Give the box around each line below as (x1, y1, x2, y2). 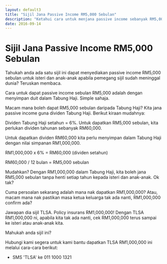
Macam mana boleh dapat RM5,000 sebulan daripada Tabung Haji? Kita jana (5, 105, 162, 111)
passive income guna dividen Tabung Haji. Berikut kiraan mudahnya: (5, 110, 146, 116)
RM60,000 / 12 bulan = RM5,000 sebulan (5, 159, 89, 165)
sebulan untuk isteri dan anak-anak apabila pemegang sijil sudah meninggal (5, 75, 161, 81)
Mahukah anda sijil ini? (5, 230, 52, 236)
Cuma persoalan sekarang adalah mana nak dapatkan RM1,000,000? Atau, (5, 189, 158, 195)
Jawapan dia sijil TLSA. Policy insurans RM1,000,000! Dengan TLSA (5, 210, 144, 216)
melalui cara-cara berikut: (5, 245, 58, 251)
